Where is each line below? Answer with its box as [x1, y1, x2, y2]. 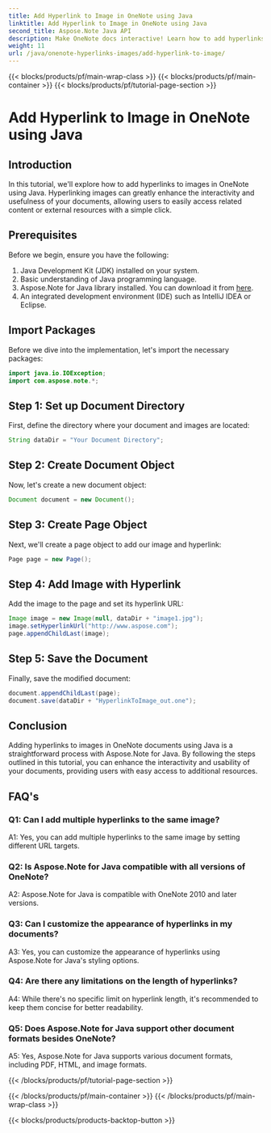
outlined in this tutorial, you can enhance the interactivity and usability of [8, 758, 250, 767]
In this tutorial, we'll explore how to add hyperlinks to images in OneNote [8, 180, 249, 188]
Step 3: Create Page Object [8, 518, 148, 532]
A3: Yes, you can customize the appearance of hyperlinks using [8, 947, 220, 957]
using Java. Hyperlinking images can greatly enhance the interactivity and [8, 188, 255, 197]
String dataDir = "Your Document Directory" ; [8, 436, 164, 445]
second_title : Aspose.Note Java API [8, 27, 131, 35]
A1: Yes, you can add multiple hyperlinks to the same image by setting [8, 832, 240, 842]
